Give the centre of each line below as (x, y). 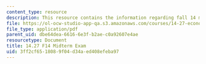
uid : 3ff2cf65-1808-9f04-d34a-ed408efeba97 (63, 52)
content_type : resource (37, 12)
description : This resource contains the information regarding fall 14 (101, 18)
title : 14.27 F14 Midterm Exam (46, 46)
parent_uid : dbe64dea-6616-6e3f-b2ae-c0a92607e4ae (72, 35)
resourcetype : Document (37, 40)
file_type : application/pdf (42, 29)
